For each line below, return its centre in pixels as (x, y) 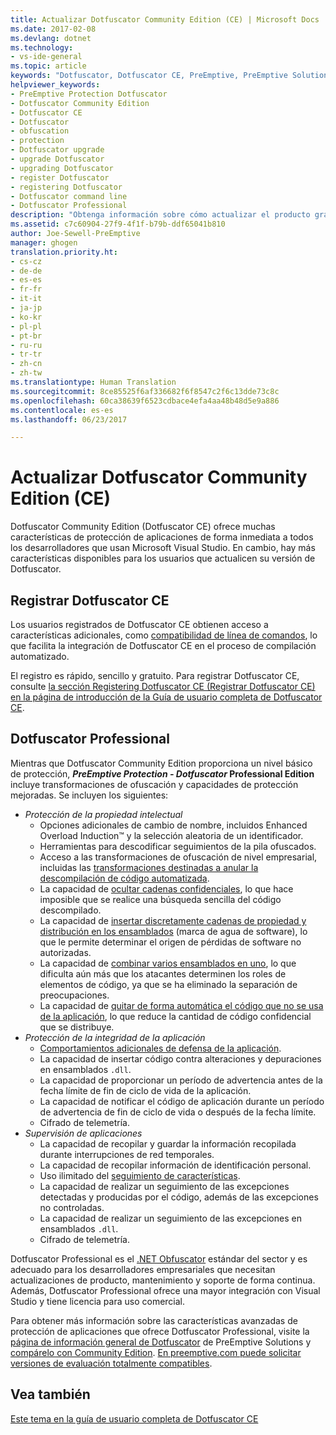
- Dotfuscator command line (69, 196)
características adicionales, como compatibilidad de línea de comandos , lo (164, 635)
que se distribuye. (77, 1027)
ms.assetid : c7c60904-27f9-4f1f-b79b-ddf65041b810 (118, 224)
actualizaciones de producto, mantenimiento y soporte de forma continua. (163, 1280)
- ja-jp (26, 308)
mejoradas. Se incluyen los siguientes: (89, 795)
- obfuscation (40, 131)
